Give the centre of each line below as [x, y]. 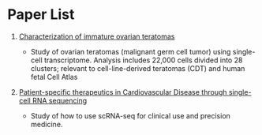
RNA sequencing [60, 100]
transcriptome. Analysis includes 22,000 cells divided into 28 [143, 60]
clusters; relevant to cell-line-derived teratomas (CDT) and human [138, 68]
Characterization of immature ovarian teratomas [97, 36]
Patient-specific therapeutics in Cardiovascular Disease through [123, 92]
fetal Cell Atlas [54, 77]
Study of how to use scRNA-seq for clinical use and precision [130, 115]
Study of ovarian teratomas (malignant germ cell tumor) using [131, 51]
